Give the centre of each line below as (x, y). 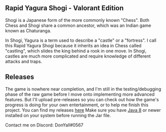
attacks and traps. (24, 61)
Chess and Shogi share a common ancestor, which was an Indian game (78, 25)
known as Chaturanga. (28, 31)
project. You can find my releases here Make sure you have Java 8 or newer (83, 110)
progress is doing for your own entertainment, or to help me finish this (77, 105)
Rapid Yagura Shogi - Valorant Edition (65, 8)
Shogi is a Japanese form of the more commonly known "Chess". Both (77, 20)
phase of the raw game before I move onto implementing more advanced (80, 94)
